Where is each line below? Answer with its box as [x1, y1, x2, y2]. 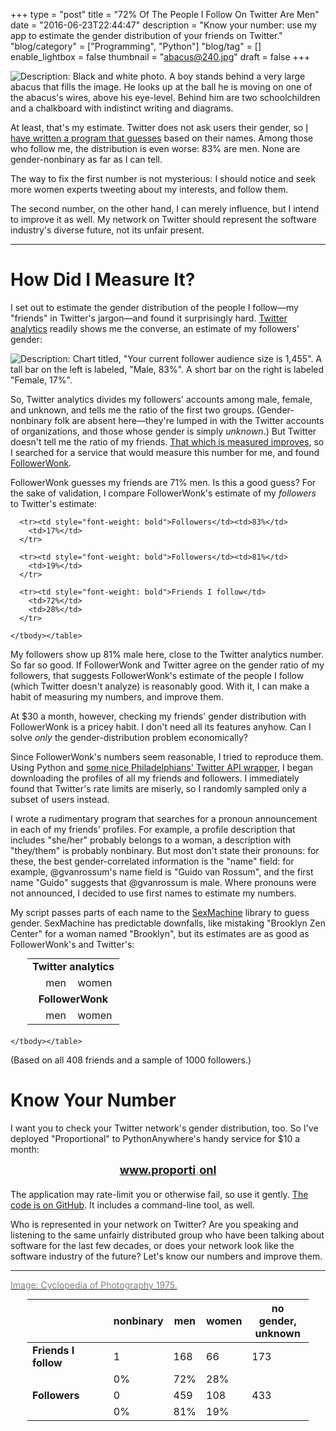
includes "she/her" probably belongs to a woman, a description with [10, 834, 292, 846]
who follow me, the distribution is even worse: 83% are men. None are [10, 143, 301, 154]
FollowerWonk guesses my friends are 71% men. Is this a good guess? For [10, 476, 317, 488]
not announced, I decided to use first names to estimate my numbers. [10, 887, 297, 899]
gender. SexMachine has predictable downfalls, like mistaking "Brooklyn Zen [10, 917, 326, 929]
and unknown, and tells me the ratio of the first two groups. [10, 404, 255, 416]
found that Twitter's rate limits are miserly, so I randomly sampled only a [10, 782, 307, 794]
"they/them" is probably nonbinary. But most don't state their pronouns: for [10, 844, 320, 856]
